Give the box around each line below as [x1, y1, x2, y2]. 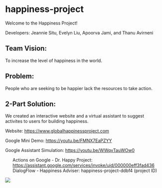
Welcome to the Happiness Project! [5, 20, 78, 26]
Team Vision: [5, 44, 47, 53]
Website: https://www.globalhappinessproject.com [5, 128, 110, 134]
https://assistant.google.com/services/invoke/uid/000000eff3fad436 [12, 162, 155, 168]
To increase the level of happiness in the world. [5, 57, 102, 63]
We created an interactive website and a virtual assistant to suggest [5, 113, 145, 119]
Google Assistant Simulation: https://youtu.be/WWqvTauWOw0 [5, 147, 135, 153]
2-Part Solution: [5, 99, 56, 108]
